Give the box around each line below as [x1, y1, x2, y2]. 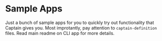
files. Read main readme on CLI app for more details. [5, 30, 115, 36]
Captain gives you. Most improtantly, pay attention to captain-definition [5, 24, 157, 30]
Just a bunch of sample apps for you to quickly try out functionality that [5, 19, 154, 25]
